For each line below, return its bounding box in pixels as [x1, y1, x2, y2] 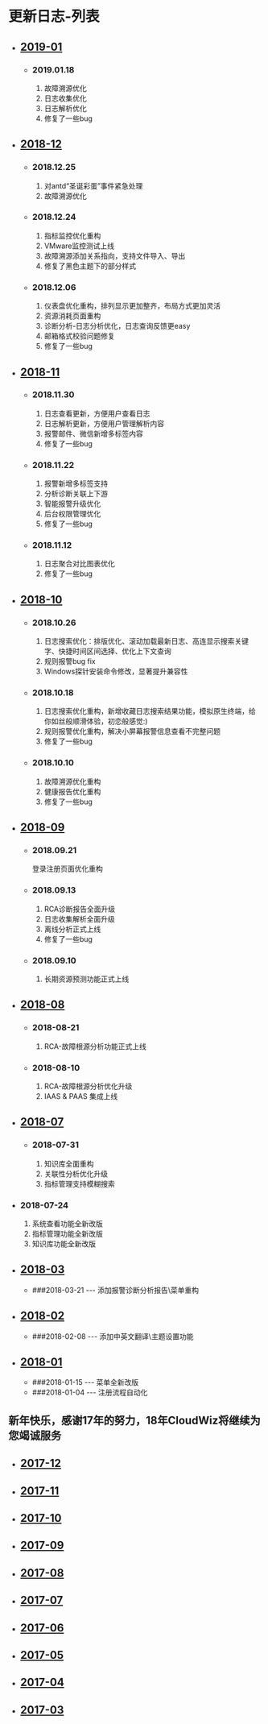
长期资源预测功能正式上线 [43, 974, 130, 984]
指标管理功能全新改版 [31, 1229, 103, 1238]
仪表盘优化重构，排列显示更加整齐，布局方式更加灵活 [43, 301, 221, 311]
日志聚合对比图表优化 [43, 559, 115, 569]
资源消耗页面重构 [43, 311, 101, 321]
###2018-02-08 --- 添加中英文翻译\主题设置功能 [31, 1331, 194, 1341]
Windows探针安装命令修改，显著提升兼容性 [43, 666, 188, 677]
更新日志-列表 [8, 7, 101, 26]
